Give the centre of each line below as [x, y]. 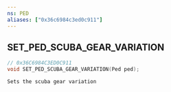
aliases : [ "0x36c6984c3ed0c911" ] [55, 20]
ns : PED [18, 13]
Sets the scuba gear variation [52, 82]
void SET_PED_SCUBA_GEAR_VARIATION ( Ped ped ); [73, 70]
